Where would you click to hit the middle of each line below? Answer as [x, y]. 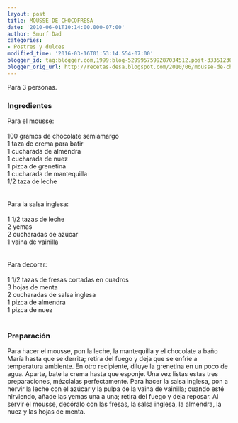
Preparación [29, 336]
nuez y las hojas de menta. [46, 412]
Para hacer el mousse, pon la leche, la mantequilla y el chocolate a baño [113, 351]
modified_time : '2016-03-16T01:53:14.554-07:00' [80, 54]
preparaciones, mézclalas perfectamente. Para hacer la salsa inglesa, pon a [118, 382]
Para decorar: [27, 264]
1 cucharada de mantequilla [47, 173]
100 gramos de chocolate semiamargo [63, 136]
